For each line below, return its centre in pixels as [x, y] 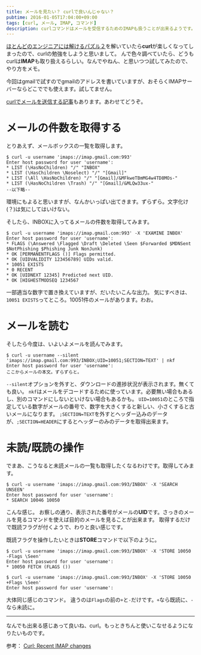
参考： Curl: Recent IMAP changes [49, 646]
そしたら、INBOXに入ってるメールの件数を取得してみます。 [79, 222]
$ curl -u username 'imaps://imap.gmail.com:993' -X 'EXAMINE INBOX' [95, 233]
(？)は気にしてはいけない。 [39, 209]
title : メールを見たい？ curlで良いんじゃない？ [60, 12]
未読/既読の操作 [45, 448]
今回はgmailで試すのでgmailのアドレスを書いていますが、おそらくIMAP [94, 82]
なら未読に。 [22, 607]
